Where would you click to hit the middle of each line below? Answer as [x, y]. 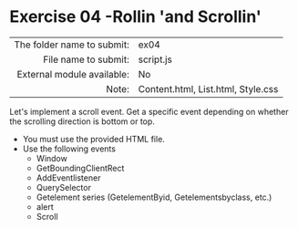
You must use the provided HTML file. [94, 139]
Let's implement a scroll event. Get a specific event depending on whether [149, 111]
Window [52, 158]
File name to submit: [86, 59]
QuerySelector [63, 187]
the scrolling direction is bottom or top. [82, 121]
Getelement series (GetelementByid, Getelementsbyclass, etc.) [154, 197]
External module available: [73, 74]
